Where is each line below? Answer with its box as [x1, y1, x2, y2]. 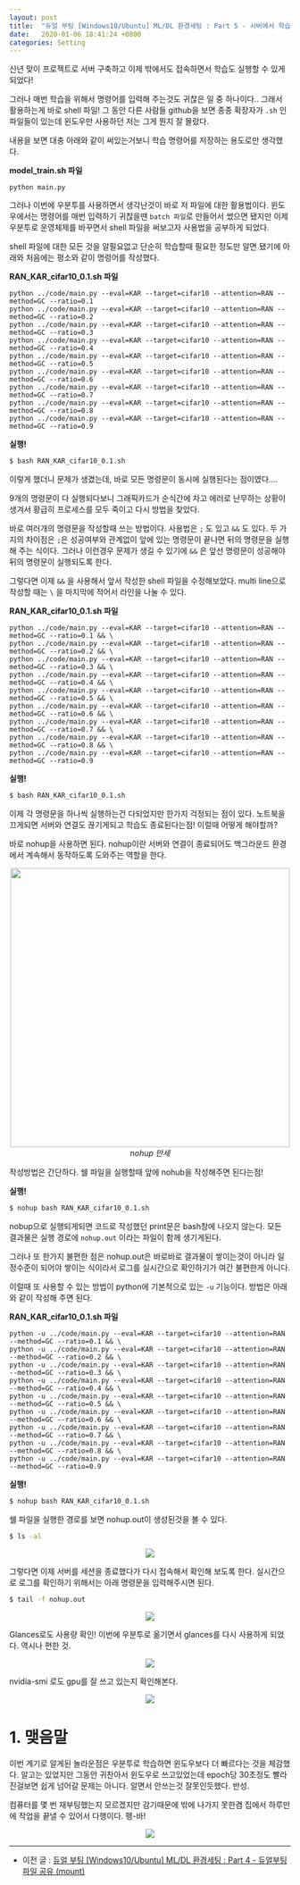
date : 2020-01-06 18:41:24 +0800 [9, 29, 142, 38]
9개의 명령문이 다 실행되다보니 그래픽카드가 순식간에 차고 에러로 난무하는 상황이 [9, 493, 286, 504]
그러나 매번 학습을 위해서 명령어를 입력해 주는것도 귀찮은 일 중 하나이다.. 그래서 [9, 94, 283, 105]
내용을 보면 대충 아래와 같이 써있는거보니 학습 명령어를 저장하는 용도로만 [9, 135, 260, 146]
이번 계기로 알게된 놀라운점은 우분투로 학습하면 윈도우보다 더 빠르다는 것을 [9, 1758, 267, 1769]
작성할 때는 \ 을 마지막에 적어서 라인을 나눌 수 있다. [9, 587, 187, 598]
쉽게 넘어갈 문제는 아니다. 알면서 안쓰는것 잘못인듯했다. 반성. [39, 1780, 250, 1791]
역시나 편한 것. [21, 1640, 71, 1651]
